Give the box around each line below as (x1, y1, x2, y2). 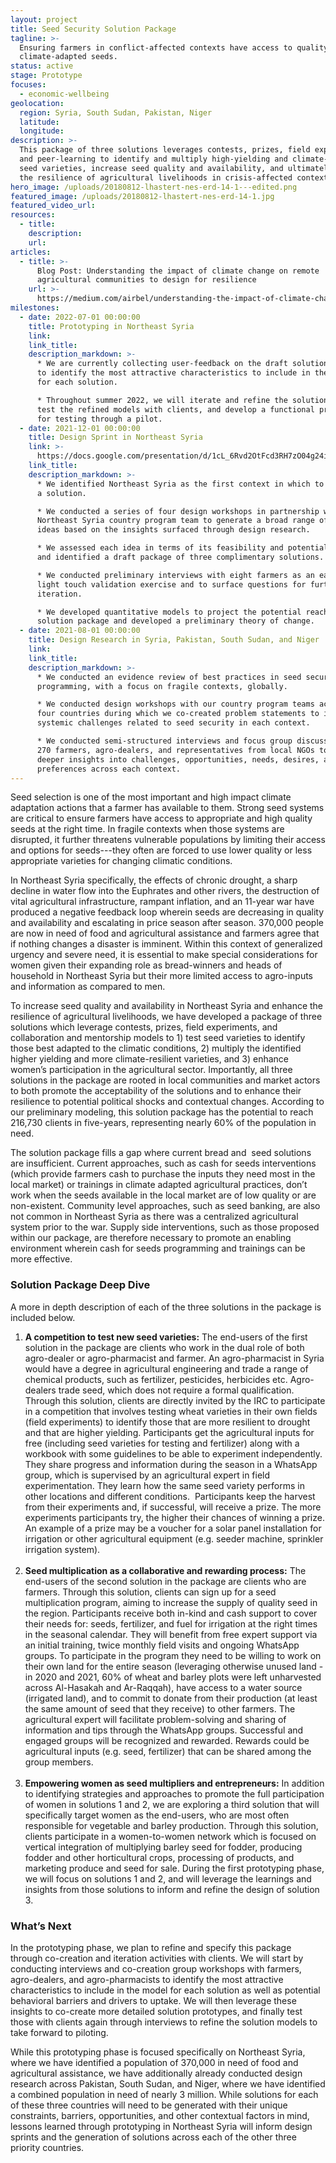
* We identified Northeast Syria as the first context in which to (36, 479, 325, 489)
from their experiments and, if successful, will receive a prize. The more (24, 1501, 322, 1513)
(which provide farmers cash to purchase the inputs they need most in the (10, 1168, 316, 1180)
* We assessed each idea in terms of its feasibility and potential (36, 543, 329, 553)
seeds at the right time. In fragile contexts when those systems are (10, 823, 285, 835)
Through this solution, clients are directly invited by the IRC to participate (24, 1394, 326, 1406)
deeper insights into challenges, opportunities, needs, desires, (36, 754, 320, 765)
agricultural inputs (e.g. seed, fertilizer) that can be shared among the (24, 1745, 312, 1757)
